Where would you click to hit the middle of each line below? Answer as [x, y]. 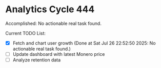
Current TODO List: [26, 33]
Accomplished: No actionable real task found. [53, 23]
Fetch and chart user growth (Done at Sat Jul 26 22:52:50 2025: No [84, 43]
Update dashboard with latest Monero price [59, 54]
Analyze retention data [37, 60]
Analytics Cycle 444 [50, 9]
